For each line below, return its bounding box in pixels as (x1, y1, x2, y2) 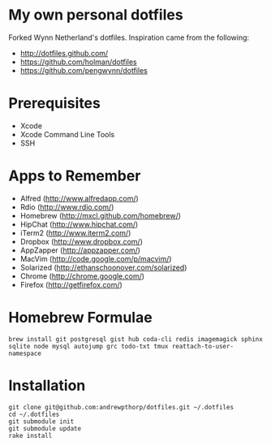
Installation (8, 376, 86, 395)
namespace (8, 349, 42, 357)
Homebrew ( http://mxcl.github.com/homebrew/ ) (19, 210, 181, 220)
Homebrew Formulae (8, 309, 153, 327)
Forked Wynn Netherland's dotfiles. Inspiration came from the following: (8, 32, 250, 42)
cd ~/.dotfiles (8, 410, 60, 418)
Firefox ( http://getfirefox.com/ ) (19, 279, 123, 289)
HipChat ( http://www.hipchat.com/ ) (19, 219, 139, 229)
